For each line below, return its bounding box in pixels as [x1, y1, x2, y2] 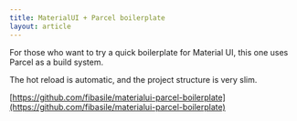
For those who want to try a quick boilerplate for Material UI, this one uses [9, 46, 289, 57]
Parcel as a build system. [9, 56, 104, 67]
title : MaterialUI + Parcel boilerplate [9, 13, 166, 23]
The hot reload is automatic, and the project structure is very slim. [9, 74, 258, 85]
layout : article [9, 22, 71, 31]
